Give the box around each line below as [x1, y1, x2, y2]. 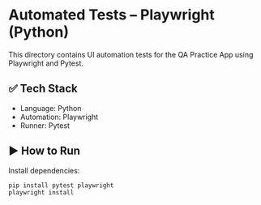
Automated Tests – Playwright [8, 6, 215, 24]
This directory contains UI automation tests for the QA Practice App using [8, 49, 254, 59]
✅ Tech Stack [8, 82, 79, 96]
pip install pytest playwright [8, 181, 114, 190]
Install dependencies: [8, 165, 80, 175]
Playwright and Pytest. [8, 58, 83, 68]
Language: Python [19, 103, 82, 113]
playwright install [8, 189, 75, 197]
